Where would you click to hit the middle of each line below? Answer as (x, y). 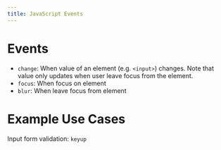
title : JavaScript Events (45, 14)
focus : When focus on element (62, 83)
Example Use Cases (67, 119)
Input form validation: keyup (47, 139)
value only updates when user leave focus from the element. (105, 75)
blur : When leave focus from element (72, 90)
